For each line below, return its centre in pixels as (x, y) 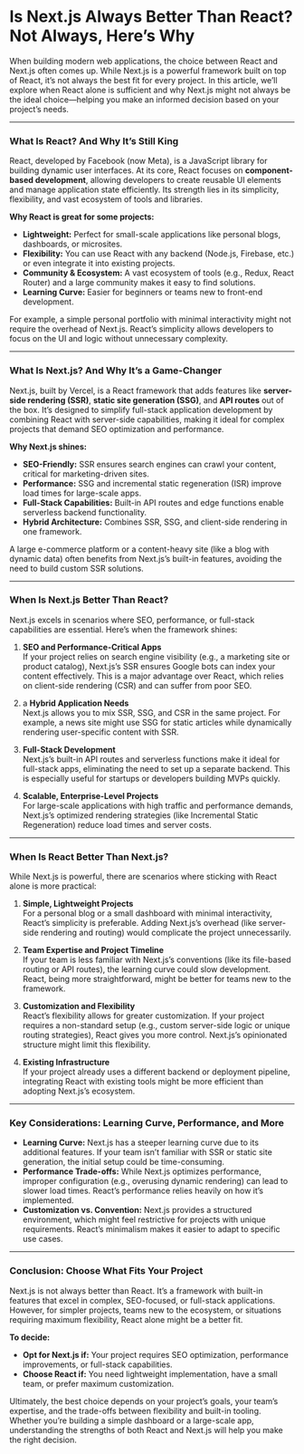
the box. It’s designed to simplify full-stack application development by (141, 409)
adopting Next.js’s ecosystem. (79, 1091)
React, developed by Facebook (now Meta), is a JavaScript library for (139, 161)
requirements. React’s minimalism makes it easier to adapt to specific (151, 1229)
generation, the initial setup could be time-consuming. (123, 1162)
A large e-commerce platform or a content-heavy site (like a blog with (139, 549)
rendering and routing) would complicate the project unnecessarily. (166, 933)
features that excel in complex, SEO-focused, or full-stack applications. (142, 1300)
